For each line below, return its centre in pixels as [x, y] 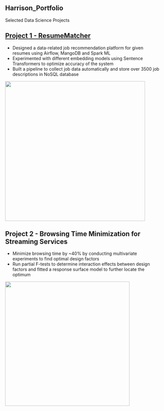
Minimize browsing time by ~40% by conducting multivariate [75, 253]
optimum [21, 275]
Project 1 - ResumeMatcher [48, 36]
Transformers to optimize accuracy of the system [63, 64]
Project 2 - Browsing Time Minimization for [73, 234]
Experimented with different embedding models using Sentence [78, 58]
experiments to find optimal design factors [56, 259]
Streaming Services [37, 242]
